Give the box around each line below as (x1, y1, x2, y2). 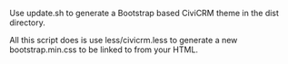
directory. (9, 17, 45, 28)
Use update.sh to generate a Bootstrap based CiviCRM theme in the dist (9, 8, 280, 18)
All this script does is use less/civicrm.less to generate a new (9, 35, 238, 45)
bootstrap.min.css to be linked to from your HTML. (9, 44, 198, 55)
